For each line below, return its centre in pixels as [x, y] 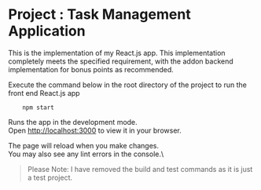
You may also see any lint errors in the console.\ [86, 154]
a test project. [50, 177]
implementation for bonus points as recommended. [91, 69]
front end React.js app [44, 93]
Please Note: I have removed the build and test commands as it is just [140, 169]
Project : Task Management [99, 15]
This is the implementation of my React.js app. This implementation [117, 53]
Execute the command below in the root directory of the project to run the [128, 85]
